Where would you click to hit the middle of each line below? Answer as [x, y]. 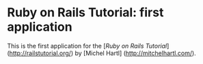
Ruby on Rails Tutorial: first [85, 13]
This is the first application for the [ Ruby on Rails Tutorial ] [88, 46]
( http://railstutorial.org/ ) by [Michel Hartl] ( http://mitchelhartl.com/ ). [101, 53]
